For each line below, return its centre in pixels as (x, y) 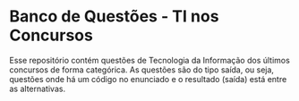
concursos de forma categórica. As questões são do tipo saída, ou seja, (142, 70)
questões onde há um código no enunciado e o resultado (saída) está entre (148, 79)
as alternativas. (37, 88)
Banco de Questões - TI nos (114, 17)
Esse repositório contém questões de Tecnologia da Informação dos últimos (150, 60)
